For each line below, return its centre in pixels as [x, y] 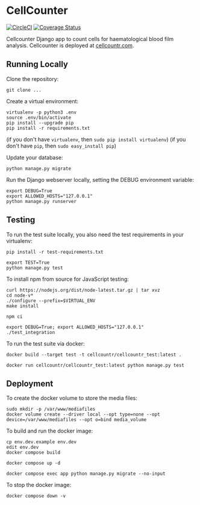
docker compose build [33, 453]
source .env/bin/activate [39, 117]
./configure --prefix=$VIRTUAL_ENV [51, 301]
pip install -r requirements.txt [48, 128]
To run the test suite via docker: [45, 343]
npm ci [14, 317]
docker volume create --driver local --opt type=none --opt [83, 414]
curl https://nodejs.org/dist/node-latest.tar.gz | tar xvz [83, 290]
